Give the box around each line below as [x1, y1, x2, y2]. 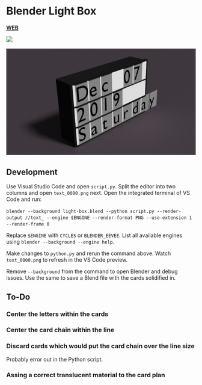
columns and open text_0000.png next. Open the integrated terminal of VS [6, 189, 191, 197]
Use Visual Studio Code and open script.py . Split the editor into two [6, 183, 176, 190]
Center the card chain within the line [6, 326, 115, 334]
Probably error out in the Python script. [6, 356, 103, 363]
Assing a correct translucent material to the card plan [6, 371, 165, 379]
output [6, 215, 23, 221]
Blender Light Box [6, 4, 97, 18]
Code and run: [6, 196, 42, 203]
